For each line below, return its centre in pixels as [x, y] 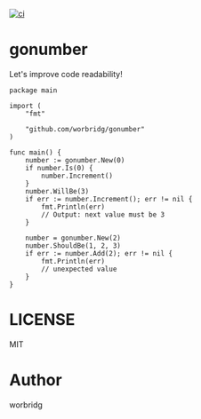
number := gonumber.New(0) [75, 160]
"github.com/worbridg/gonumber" [85, 129]
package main [33, 90]
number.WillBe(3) [57, 191]
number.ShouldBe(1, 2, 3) [73, 245]
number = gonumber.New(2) [73, 238]
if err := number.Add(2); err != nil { [99, 253]
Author [36, 380]
